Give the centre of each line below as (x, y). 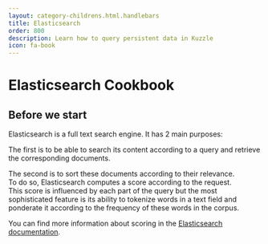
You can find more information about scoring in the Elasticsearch (116, 224)
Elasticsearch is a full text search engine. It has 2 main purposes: (116, 134)
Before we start (48, 114)
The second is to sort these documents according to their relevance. (122, 174)
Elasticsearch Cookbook (91, 85)
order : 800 (26, 31)
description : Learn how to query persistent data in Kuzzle (111, 38)
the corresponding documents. (59, 158)
